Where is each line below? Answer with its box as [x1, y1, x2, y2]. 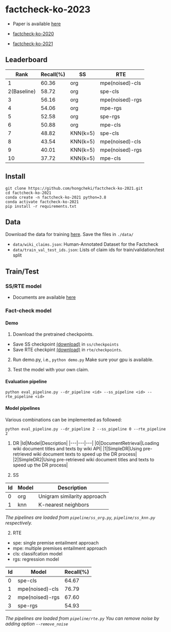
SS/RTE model [5, 282, 42, 290]
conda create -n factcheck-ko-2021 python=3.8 [5, 194, 106, 200]
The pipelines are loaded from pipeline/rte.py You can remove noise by [5, 615, 160, 621]
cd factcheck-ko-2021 [5, 190, 52, 195]
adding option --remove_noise [5, 621, 68, 627]
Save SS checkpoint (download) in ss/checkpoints [12, 341, 119, 348]
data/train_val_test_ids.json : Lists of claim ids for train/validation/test [12, 247, 165, 253]
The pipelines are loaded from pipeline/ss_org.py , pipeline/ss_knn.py [5, 514, 156, 520]
